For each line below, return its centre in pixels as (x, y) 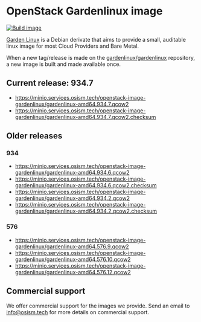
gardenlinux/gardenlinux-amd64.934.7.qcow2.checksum (85, 117)
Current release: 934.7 (50, 83)
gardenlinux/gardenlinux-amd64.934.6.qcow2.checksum (86, 185)
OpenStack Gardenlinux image (85, 11)
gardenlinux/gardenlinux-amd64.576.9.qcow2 (72, 246)
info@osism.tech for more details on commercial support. (78, 312)
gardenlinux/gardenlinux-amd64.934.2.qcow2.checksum (86, 211)
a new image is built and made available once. (63, 64)
